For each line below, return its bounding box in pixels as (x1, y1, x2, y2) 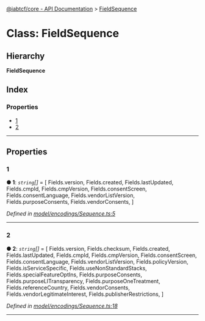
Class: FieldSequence (6, 27, 120, 40)
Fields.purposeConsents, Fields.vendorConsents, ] (6, 198, 134, 206)
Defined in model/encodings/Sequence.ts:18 (6, 302, 118, 309)
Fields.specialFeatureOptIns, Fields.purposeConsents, (6, 271, 142, 278)
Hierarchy (6, 51, 45, 61)
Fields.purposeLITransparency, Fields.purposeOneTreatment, (6, 277, 160, 284)
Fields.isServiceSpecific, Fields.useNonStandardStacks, (6, 264, 148, 272)
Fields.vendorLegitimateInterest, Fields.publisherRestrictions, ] (6, 290, 164, 298)
